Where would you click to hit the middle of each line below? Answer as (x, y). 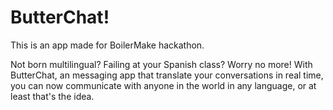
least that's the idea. (52, 96)
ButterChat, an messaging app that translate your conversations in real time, (167, 75)
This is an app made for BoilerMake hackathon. (107, 45)
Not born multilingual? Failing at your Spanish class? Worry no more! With (161, 64)
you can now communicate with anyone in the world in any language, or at (163, 85)
